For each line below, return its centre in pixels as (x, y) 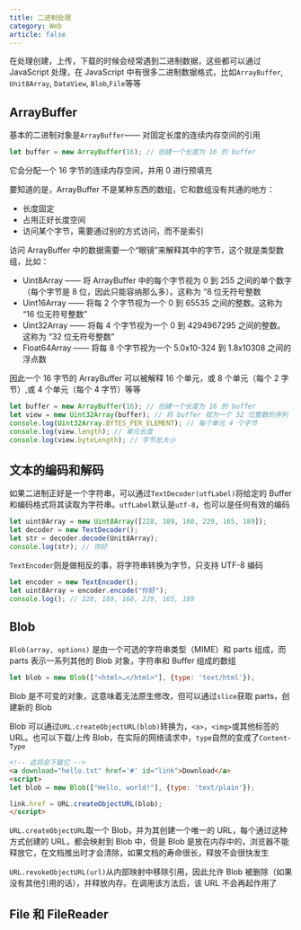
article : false (38, 34)
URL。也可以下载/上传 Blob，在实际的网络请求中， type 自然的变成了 (134, 738)
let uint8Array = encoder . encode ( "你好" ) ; (89, 590)
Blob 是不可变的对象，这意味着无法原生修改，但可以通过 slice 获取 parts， (146, 696)
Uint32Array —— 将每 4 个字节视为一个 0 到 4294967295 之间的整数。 (154, 325)
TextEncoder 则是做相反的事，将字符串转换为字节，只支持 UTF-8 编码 (136, 565)
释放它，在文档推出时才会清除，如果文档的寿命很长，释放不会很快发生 (139, 853)
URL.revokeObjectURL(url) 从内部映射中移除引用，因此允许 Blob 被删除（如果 (151, 872)
